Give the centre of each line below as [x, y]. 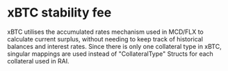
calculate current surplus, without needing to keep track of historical [105, 39]
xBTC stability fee [59, 13]
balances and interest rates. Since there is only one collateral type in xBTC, [114, 46]
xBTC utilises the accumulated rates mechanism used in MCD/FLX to [105, 32]
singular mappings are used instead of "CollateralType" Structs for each [110, 54]
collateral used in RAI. [38, 61]
